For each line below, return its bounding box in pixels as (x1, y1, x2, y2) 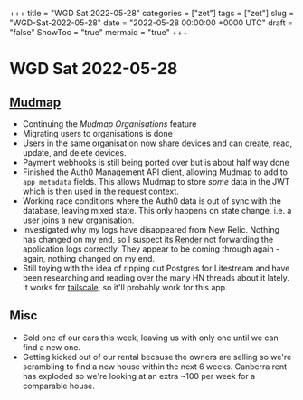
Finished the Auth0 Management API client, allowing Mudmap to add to (22, 167, 288, 177)
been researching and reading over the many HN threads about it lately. (22, 272, 289, 283)
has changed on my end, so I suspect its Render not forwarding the (22, 234, 274, 244)
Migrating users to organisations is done (22, 129, 174, 138)
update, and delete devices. (22, 148, 127, 157)
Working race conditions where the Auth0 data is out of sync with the (22, 195, 282, 206)
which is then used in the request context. (22, 186, 179, 196)
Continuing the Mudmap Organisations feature (22, 119, 197, 129)
